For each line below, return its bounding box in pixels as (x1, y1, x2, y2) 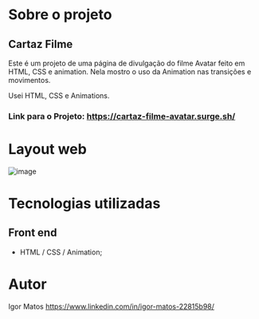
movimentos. (8, 76, 51, 85)
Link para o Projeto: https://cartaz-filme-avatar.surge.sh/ (8, 110, 236, 121)
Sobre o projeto (8, 6, 112, 24)
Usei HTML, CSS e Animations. (8, 91, 110, 100)
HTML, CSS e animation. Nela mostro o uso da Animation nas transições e (8, 67, 252, 77)
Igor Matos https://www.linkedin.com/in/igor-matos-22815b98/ (8, 301, 215, 311)
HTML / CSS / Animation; (19, 247, 103, 257)
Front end (8, 226, 57, 240)
